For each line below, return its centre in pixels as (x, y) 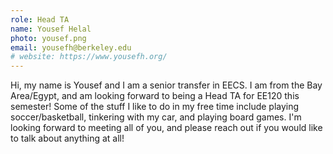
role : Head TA (40, 19)
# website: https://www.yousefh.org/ (89, 57)
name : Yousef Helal (51, 29)
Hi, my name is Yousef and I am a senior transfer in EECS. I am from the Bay (166, 85)
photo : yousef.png (48, 38)
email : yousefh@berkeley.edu (71, 47)
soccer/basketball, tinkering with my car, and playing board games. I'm (156, 117)
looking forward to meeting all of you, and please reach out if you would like (166, 128)
